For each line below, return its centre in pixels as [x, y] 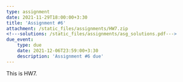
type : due [30, 45]
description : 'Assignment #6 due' [60, 56]
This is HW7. [22, 73]
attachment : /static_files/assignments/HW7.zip [67, 28]
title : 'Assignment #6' [36, 23]
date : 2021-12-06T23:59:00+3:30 [58, 51]
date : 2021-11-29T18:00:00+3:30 [47, 17]
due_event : [20, 40]
